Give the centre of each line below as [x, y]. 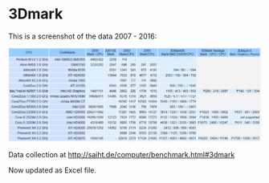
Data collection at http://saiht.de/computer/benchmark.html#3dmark [122, 155]
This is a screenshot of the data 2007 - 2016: [83, 36]
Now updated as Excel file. [53, 170]
